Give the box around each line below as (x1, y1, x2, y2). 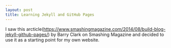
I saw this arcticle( (5, 26, 44, 32)
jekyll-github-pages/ (5, 31, 48, 37)
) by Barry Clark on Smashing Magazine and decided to (48, 31, 164, 37)
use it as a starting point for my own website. (5, 36, 100, 43)
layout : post (5, 7, 33, 13)
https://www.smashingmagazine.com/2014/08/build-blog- (43, 26, 166, 32)
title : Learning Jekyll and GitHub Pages (5, 12, 95, 17)
